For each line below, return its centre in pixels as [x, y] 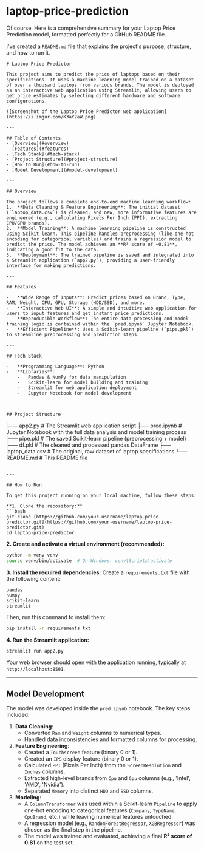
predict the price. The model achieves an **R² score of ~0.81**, [92, 244]
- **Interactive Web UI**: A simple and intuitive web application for [102, 308]
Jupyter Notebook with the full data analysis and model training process [96, 432]
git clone [19, 517]
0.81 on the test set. [49, 843]
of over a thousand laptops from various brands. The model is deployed [100, 85]
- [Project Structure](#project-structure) [62, 159]
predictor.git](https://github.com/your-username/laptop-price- [89, 522]
